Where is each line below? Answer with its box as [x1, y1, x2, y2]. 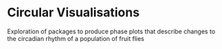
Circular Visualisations [7, 5, 140, 20]
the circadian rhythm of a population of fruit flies [7, 34, 144, 42]
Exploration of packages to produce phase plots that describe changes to [7, 27, 216, 35]
